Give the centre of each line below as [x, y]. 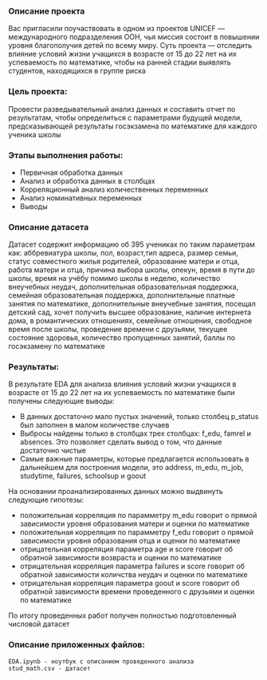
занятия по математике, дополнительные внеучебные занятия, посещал [132, 304]
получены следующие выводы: [61, 401]
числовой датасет [39, 624]
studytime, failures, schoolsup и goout [83, 476]
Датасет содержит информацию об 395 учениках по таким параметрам [132, 244]
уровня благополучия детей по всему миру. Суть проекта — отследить [130, 45]
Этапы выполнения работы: [66, 155]
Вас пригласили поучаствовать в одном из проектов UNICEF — [117, 29]
